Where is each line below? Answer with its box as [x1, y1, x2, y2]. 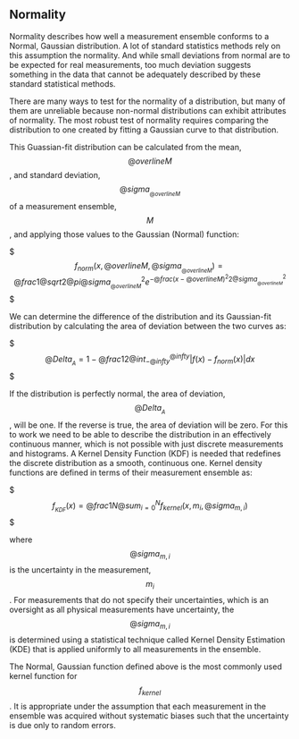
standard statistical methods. [9, 78, 116, 89]
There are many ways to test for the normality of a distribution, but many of [9, 96, 286, 106]
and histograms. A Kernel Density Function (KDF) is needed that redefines [9, 447, 281, 459]
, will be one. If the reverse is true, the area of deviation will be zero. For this [9, 420, 288, 430]
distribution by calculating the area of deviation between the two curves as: [9, 320, 287, 331]
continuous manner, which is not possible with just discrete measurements [9, 438, 284, 449]
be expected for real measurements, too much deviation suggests [9, 59, 252, 70]
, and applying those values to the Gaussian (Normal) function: [9, 228, 239, 240]
